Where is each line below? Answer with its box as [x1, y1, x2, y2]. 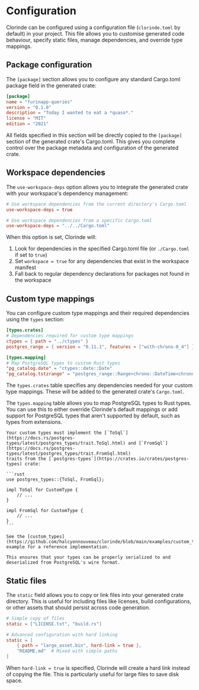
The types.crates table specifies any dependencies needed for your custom [6, 382, 193, 389]
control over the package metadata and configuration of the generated [6, 144, 179, 151]
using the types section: [6, 316, 65, 323]
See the [6, 534, 25, 540]
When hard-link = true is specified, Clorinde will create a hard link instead [6, 665, 190, 672]
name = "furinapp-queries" [6, 99, 73, 105]
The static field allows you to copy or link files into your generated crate [6, 591, 184, 598]
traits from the [6, 456, 46, 462]
